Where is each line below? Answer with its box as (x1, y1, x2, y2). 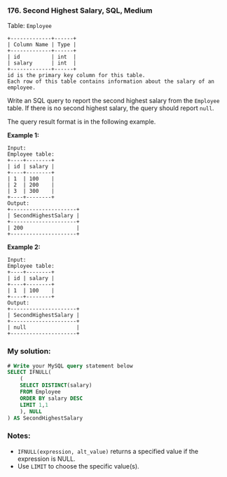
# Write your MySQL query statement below (7, 362, 133, 370)
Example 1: (7, 131, 40, 140)
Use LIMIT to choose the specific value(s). (17, 462, 139, 470)
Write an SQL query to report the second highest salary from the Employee (7, 97, 220, 105)
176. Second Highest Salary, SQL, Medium (7, 6, 153, 15)
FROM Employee (20, 389, 61, 396)
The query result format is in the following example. (7, 118, 156, 126)
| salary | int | (7, 60, 77, 67)
